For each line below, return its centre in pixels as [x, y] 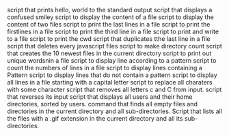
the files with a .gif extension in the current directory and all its [95, 118]
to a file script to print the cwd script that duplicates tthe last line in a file [109, 39]
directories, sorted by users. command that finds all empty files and [103, 104]
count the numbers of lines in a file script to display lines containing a [105, 68]
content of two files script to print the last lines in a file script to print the [109, 24]
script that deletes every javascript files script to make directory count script [114, 46]
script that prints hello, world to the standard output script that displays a [110, 10]
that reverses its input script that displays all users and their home [100, 97]
